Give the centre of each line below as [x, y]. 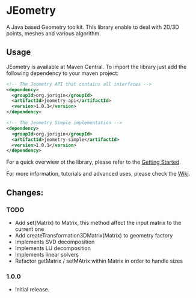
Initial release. [32, 290]
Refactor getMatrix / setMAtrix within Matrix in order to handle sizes [99, 261]
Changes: [25, 192]
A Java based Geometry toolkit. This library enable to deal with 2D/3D [93, 27]
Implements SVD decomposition [55, 242]
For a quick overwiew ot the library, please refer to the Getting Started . [94, 162]
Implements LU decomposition [53, 248]
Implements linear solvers [47, 254]
